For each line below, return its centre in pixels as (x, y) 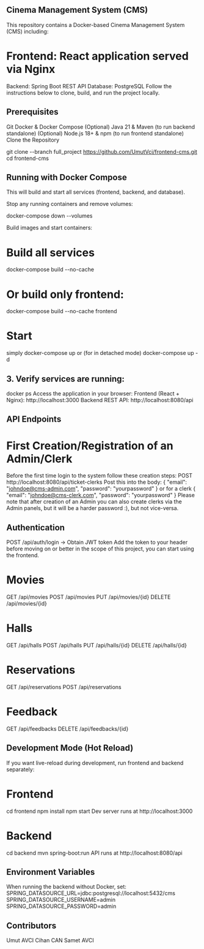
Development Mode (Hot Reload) (70, 748)
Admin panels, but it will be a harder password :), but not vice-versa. (93, 508)
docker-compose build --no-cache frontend (62, 311)
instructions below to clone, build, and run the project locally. (83, 93)
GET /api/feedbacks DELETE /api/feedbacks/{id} (67, 728)
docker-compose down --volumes (49, 216)
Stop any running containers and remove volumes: (70, 204)
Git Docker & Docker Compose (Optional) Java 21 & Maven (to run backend (101, 127)
